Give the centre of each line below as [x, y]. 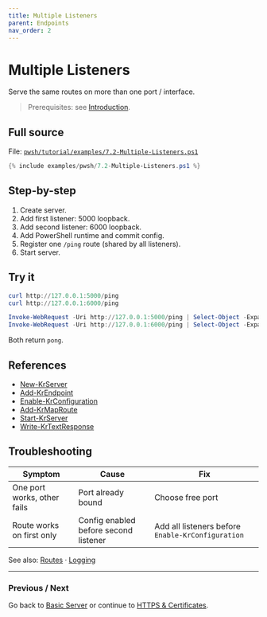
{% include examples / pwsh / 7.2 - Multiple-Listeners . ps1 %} [104, 166]
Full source [36, 132]
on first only [35, 535]
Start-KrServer [44, 418]
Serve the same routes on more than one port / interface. [102, 92]
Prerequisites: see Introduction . [79, 107]
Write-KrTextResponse [57, 426]
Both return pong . [36, 340]
